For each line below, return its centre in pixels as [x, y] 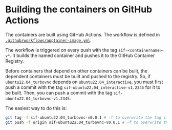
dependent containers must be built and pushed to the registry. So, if [78, 76]
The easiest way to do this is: [36, 108]
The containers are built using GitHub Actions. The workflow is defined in [83, 34]
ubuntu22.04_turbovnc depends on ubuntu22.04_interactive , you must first [84, 82]
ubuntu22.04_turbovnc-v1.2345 [38, 99]
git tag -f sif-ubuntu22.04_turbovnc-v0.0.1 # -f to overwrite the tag [83, 117]
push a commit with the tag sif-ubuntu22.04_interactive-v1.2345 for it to [83, 87]
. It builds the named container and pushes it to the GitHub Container [82, 55]
